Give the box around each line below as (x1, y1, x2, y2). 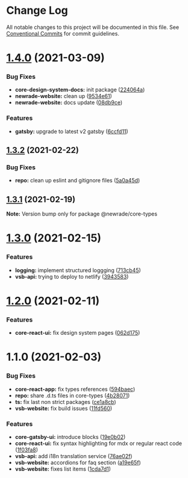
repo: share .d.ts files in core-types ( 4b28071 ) (14, 392, 130, 399)
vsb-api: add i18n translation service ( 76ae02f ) (14, 452, 133, 459)
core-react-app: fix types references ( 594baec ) (14, 385, 136, 393)
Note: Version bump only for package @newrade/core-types (6, 210, 158, 217)
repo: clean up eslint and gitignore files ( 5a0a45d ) (14, 177, 140, 184)
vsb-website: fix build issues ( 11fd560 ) (14, 405, 113, 412)
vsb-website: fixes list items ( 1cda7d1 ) (14, 465, 111, 473)
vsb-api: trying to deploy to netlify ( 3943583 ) (14, 273, 129, 280)
